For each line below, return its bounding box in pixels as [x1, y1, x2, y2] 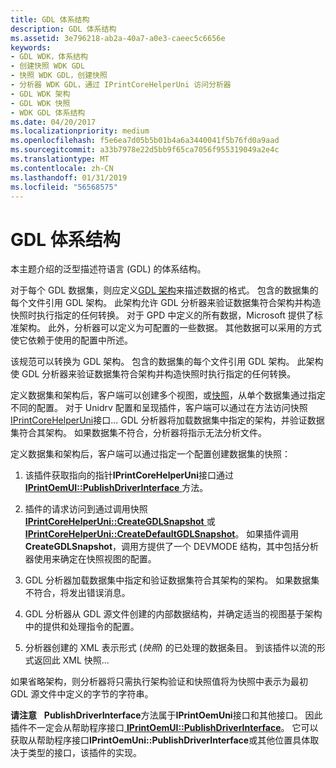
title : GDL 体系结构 [10, 14, 90, 25]
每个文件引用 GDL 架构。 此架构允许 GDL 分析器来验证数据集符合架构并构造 [10, 297, 322, 309]
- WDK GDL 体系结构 [10, 107, 86, 118]
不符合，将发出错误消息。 [24, 587, 131, 599]
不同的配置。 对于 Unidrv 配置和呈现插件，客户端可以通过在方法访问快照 [10, 402, 308, 414]
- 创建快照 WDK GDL [10, 61, 86, 71]
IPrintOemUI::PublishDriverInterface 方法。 [24, 482, 209, 494]
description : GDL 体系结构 [10, 24, 117, 34]
